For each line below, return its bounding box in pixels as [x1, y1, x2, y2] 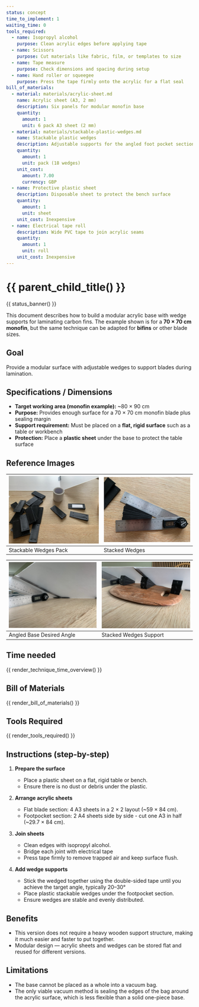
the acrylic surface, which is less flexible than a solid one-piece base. [14, 993, 185, 1001]
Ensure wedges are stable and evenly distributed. [23, 896, 145, 904]
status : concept [6, 10, 46, 15]
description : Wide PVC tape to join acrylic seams [17, 229, 145, 235]
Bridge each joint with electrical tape [23, 848, 114, 855]
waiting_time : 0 [6, 22, 46, 28]
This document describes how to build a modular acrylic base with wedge [6, 311, 187, 319]
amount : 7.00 [21, 172, 54, 178]
